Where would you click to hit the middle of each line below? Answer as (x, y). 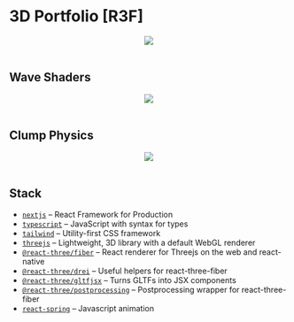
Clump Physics (52, 136)
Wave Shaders (50, 77)
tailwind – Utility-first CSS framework (91, 234)
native (33, 262)
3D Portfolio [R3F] (77, 16)
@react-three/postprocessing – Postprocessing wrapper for (131, 290)
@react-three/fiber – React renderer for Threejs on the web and (139, 252)
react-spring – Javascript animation (88, 309)
